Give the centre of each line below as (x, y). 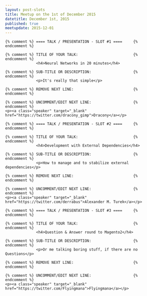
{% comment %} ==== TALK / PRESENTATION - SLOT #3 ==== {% (72, 211)
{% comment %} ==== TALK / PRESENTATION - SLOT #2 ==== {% (72, 124)
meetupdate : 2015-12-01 (30, 28)
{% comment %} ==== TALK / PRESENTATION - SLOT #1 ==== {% (72, 42)
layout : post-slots (25, 10)
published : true (22, 24)
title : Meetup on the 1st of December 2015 (51, 14)
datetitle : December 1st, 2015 (37, 19)
